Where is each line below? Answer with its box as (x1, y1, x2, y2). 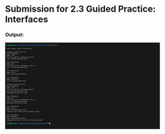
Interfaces (5, 14, 48, 25)
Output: (5, 31, 24, 38)
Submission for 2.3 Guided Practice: (5, 3, 156, 15)
